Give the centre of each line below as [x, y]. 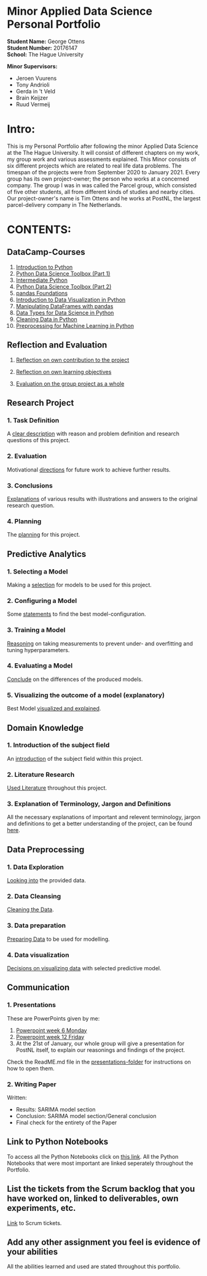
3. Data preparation [37, 925]
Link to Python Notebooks [58, 1142]
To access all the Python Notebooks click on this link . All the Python [93, 1156]
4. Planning [24, 521]
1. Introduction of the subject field [58, 745]
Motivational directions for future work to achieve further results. [89, 469]
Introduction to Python [44, 267]
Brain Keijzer [32, 98]
